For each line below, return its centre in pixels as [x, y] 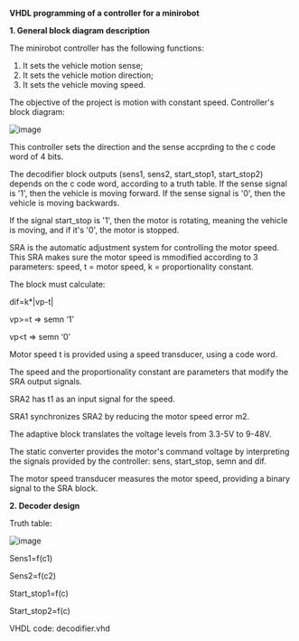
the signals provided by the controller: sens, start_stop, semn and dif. [138, 461]
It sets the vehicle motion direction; [88, 75]
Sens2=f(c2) [33, 576]
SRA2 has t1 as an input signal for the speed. [93, 399]
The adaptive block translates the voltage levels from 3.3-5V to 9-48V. [140, 434]
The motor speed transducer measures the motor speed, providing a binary [150, 479]
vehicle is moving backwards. [65, 203]
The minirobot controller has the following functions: [107, 48]
